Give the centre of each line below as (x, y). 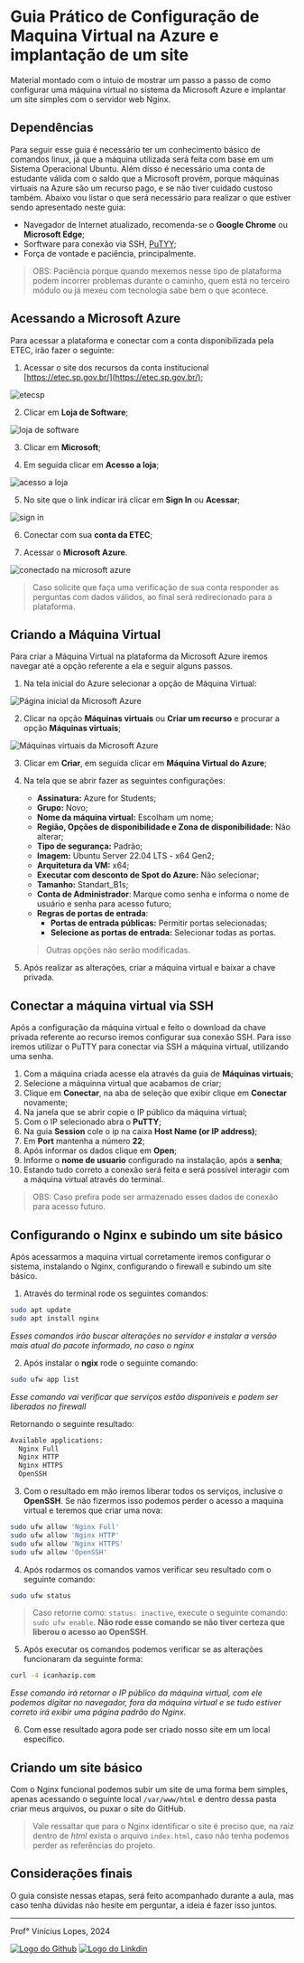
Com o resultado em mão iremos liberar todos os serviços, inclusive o (153, 1491)
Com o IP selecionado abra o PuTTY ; (92, 1122)
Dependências (52, 128)
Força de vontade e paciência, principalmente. (110, 253)
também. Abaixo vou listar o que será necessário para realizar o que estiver (151, 197)
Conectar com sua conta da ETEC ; (88, 534)
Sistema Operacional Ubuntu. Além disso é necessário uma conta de (138, 168)
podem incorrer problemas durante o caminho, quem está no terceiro (161, 280)
